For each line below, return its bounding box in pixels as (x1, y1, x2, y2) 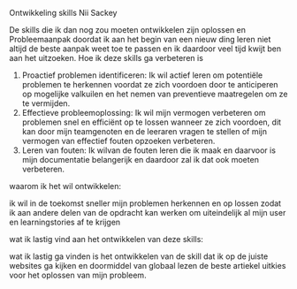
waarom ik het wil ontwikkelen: (9, 181, 122, 191)
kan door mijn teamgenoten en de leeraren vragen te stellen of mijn (21, 126, 268, 136)
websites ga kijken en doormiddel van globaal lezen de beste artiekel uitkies (9, 261, 286, 270)
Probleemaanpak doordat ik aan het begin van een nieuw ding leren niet (9, 34, 271, 44)
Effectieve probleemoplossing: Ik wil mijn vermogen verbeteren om (21, 108, 266, 118)
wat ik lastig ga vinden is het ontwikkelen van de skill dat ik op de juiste (9, 251, 269, 262)
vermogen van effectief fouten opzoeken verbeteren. (21, 136, 216, 146)
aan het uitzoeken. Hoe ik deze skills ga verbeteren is (9, 53, 203, 63)
